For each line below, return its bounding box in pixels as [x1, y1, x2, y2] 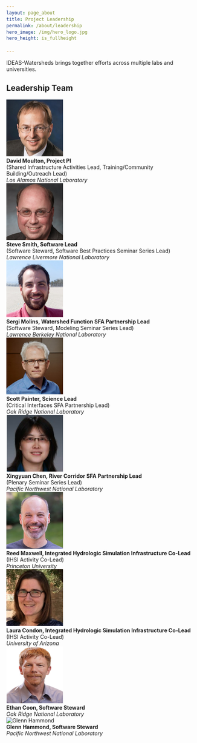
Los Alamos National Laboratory [6, 176, 88, 183]
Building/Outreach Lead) [6, 170, 68, 177]
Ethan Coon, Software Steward [6, 704, 86, 711]
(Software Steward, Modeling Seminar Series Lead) [6, 324, 134, 331]
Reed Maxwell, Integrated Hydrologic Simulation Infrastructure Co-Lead [6, 549, 191, 556]
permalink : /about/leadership [6, 22, 83, 28]
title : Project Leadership [6, 16, 74, 22]
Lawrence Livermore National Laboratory [6, 253, 110, 260]
